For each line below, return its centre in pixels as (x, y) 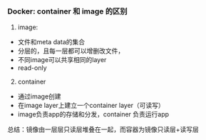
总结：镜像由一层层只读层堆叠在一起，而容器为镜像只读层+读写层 (103, 129)
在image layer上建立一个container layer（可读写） (91, 106)
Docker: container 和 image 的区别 (67, 11)
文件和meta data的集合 (51, 42)
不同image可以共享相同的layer (62, 60)
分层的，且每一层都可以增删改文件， (71, 51)
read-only (32, 68)
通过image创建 (40, 96)
